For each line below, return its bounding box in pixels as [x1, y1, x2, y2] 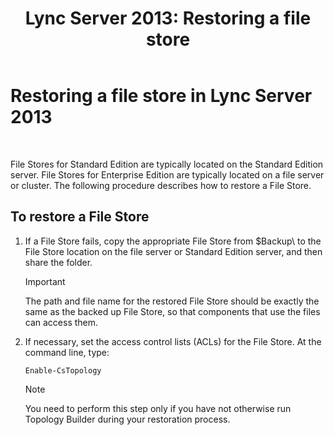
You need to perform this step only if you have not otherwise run [24, 402, 292, 414]
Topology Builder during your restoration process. [24, 413, 231, 425]
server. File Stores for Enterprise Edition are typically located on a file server [10, 168, 325, 181]
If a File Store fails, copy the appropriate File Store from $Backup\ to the [24, 235, 322, 247]
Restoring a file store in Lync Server [10, 85, 313, 107]
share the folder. [24, 256, 93, 268]
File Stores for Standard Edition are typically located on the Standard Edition [10, 158, 324, 170]
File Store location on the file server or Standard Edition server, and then [24, 245, 323, 257]
